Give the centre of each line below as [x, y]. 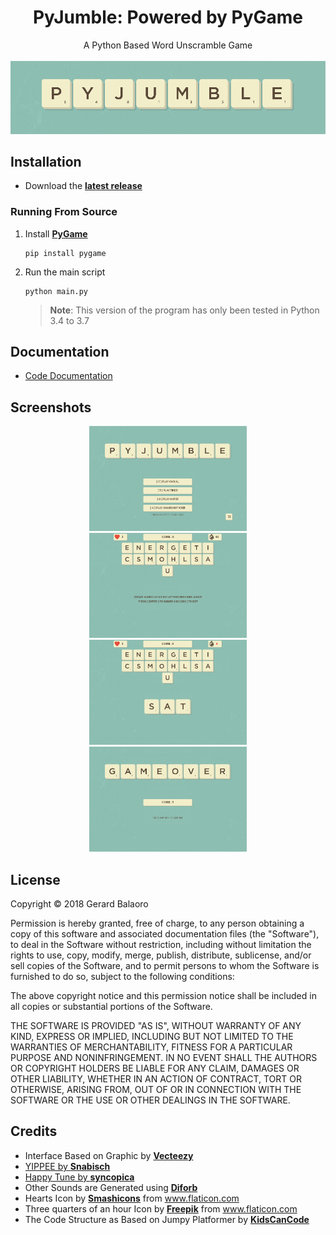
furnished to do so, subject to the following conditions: [122, 977]
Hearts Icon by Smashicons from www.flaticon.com [132, 1198]
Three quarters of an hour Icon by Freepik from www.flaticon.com [161, 1208]
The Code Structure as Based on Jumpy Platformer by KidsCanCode [167, 1219]
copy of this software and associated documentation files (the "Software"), [165, 934]
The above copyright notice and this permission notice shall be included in [163, 996]
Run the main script [65, 272]
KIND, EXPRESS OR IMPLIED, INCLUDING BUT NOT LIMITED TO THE [152, 1037]
